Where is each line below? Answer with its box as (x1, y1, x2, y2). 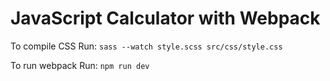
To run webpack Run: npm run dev (10, 59, 150, 71)
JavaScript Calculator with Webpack (10, 7, 321, 30)
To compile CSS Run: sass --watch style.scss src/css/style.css (10, 40, 283, 52)
